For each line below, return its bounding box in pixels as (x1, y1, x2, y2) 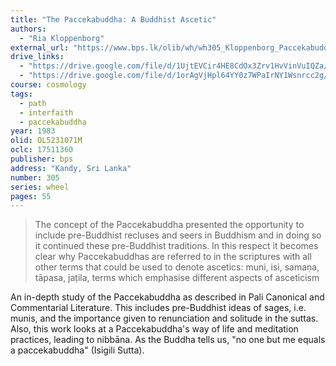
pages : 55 (10, 191, 52, 201)
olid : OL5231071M (10, 136, 83, 146)
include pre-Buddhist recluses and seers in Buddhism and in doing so (34, 229, 322, 241)
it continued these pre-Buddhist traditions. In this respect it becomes (34, 240, 319, 252)
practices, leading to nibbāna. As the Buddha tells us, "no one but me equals (10, 334, 326, 346)
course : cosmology (10, 80, 87, 90)
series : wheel (10, 182, 70, 192)
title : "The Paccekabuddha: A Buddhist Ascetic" (10, 14, 217, 25)
